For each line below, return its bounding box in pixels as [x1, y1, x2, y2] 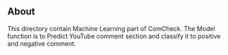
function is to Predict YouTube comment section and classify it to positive [7, 32, 221, 40]
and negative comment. [7, 39, 76, 48]
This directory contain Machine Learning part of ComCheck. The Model [7, 24, 215, 32]
